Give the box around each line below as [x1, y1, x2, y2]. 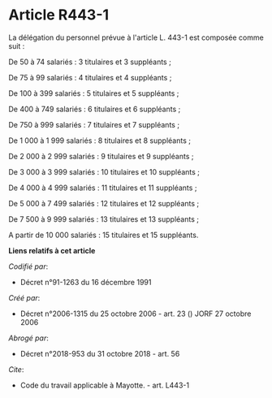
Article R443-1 [8, 6, 110, 24]
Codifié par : [8, 262, 49, 271]
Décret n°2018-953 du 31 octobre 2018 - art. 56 [19, 348, 180, 358]
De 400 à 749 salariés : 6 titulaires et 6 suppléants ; [8, 104, 181, 114]
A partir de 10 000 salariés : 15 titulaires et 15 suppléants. [8, 230, 199, 240]
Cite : [8, 364, 24, 374]
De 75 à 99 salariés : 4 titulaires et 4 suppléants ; [8, 72, 172, 82]
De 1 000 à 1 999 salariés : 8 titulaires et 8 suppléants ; [8, 136, 191, 145]
